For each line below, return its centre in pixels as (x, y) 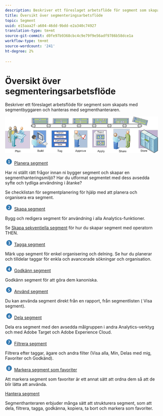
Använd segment (31, 292)
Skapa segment (30, 209)
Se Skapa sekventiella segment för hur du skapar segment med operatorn (79, 228)
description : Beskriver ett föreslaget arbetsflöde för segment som (76, 10)
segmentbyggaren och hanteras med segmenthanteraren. (63, 110)
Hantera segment (22, 394)
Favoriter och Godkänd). (29, 358)
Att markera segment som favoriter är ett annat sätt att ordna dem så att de (80, 379)
